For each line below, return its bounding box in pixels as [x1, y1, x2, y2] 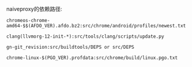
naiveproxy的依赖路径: [6, 5, 63, 12]
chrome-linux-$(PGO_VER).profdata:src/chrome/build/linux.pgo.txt [6, 55, 178, 61]
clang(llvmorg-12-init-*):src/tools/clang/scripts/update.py [6, 33, 165, 40]
